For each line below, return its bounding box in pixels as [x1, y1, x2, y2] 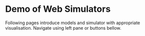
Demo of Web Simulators [5, 3, 111, 15]
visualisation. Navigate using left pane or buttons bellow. [5, 25, 121, 31]
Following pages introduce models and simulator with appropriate [5, 20, 140, 26]
